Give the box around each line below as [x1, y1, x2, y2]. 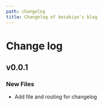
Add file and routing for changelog [14, 93, 97, 100]
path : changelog [6, 8, 45, 15]
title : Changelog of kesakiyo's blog [6, 14, 98, 20]
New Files [6, 80, 35, 88]
